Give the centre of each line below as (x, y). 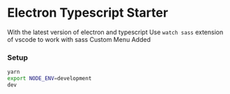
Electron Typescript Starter (88, 13)
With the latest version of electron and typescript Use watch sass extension (115, 32)
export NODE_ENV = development (49, 79)
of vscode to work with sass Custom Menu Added (79, 39)
